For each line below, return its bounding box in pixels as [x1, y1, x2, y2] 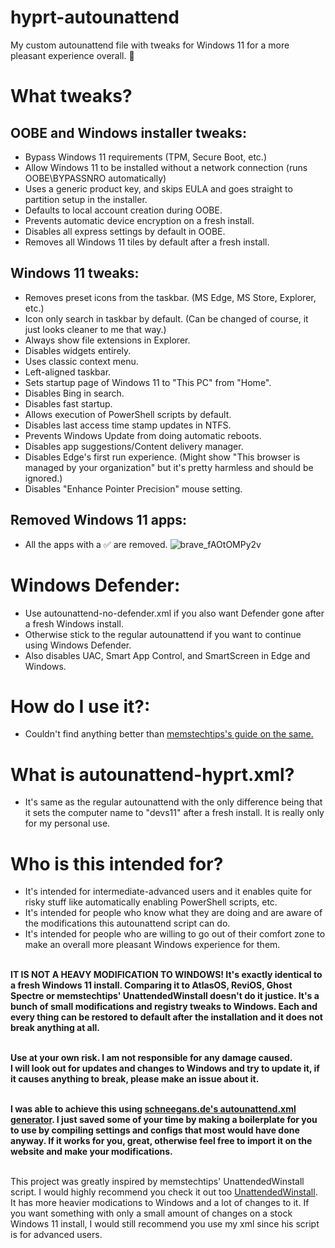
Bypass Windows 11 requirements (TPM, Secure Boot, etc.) [24, 151, 268, 163]
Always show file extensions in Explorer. [24, 334, 191, 346]
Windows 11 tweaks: [10, 265, 140, 282]
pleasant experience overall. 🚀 [10, 49, 135, 61]
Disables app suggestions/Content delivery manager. [24, 440, 244, 452]
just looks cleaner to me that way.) [24, 323, 167, 335]
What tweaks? [10, 85, 133, 108]
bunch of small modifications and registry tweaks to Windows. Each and [10, 1001, 318, 1013]
